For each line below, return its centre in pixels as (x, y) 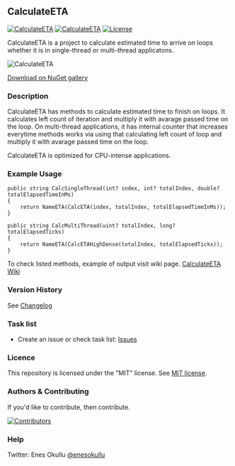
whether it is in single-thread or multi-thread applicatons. (91, 50)
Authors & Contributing (48, 391)
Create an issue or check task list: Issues (77, 339)
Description (28, 96)
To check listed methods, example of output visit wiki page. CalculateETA (114, 264)
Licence (21, 357)
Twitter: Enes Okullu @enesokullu (56, 455)
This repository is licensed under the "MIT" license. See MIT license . (107, 373)
